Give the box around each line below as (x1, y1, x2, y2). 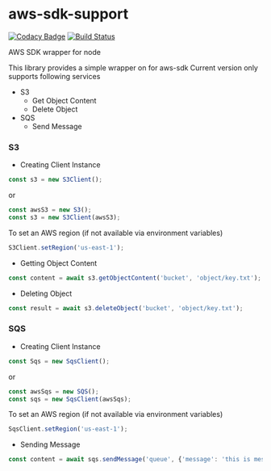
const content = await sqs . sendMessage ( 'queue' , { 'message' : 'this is (8, 456, 251, 464)
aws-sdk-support (8, 5, 129, 23)
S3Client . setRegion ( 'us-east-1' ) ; (8, 243, 125, 251)
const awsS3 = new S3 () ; (8, 206, 92, 214)
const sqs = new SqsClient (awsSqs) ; (8, 395, 131, 403)
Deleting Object (19, 288, 73, 298)
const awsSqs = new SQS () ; (8, 387, 99, 396)
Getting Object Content (19, 258, 98, 267)
